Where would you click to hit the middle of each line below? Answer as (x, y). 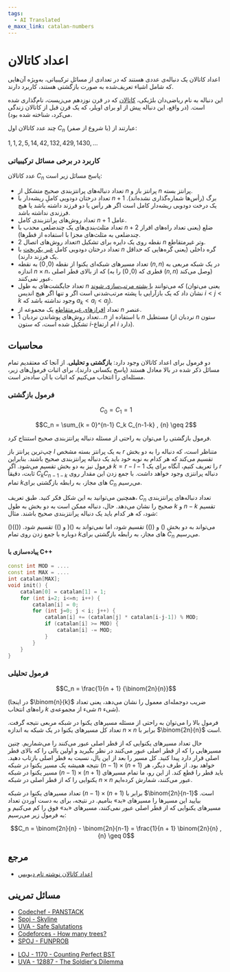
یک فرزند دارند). (38, 257)
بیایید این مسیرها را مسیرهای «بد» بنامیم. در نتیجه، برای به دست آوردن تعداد (104, 800)
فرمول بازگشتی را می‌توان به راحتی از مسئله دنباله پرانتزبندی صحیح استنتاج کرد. (110, 438)
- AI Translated (37, 20)
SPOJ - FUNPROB (43, 941)
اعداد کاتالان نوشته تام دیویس (55, 874)
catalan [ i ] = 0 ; (56, 604)
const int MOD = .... (39, 566)
